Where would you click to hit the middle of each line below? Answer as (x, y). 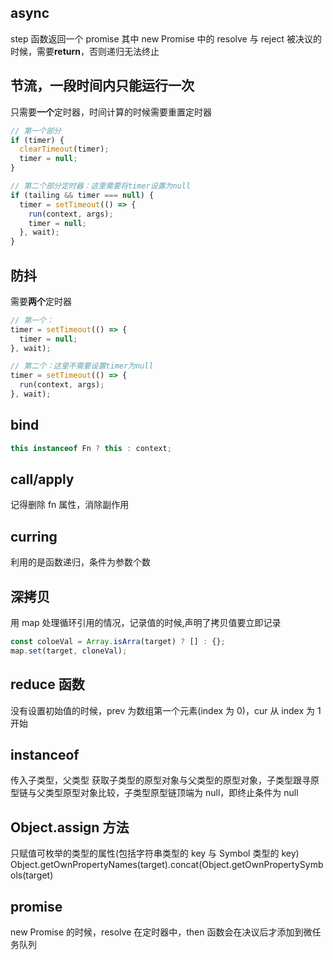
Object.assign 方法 (70, 827)
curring (34, 536)
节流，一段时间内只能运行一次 (102, 86)
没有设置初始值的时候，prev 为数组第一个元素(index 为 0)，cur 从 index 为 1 (166, 710)
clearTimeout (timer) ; (64, 149)
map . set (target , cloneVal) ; (69, 651)
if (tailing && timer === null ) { (82, 195)
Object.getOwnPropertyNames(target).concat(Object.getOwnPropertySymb (167, 865)
